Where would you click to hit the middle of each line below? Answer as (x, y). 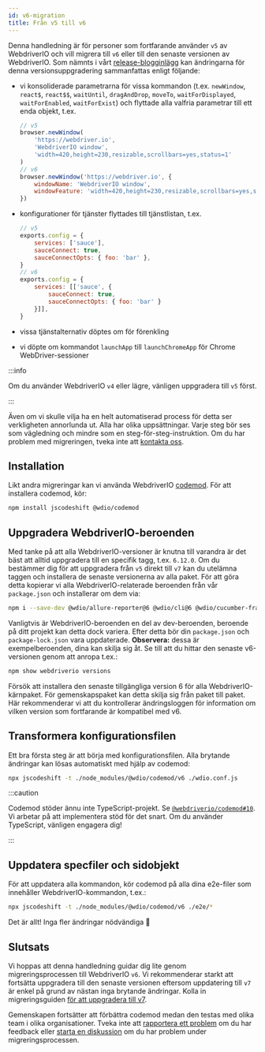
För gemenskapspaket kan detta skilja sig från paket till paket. (145, 694)
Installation (36, 466)
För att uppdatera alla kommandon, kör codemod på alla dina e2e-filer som (130, 884)
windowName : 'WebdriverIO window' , (93, 184)
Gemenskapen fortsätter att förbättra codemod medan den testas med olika (131, 1014)
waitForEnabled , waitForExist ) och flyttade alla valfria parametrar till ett (136, 103)
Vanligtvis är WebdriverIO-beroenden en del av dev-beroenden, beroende (128, 623)
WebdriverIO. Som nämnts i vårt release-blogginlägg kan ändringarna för (127, 62)
